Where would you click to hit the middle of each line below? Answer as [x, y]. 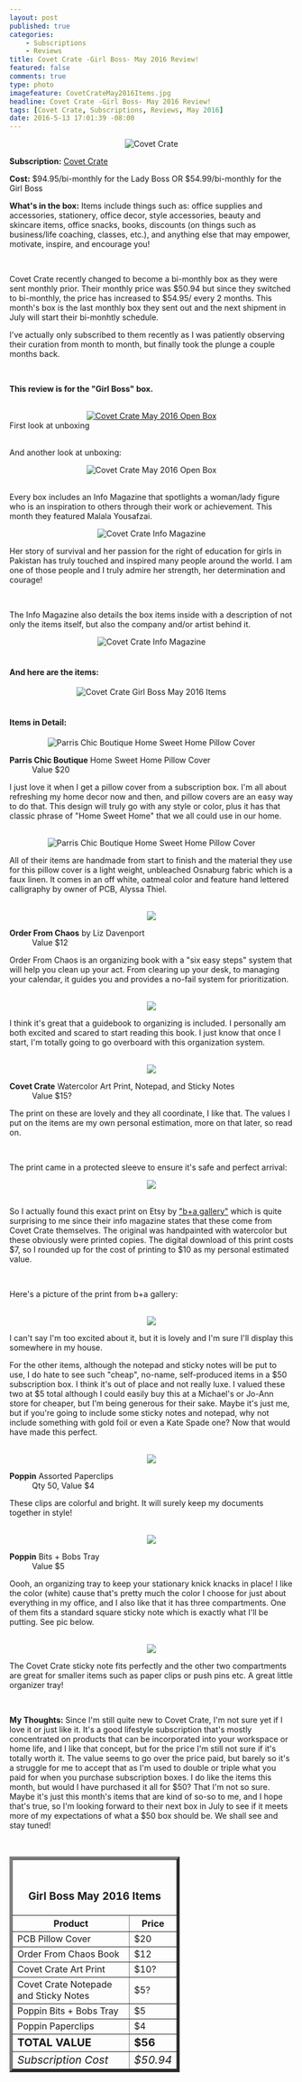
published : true [40, 26]
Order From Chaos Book [69, 1954]
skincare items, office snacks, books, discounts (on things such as [133, 225]
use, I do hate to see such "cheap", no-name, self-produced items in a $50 [148, 1374]
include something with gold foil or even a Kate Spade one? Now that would [150, 1422]
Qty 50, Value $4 [63, 1485]
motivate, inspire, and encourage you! [80, 244]
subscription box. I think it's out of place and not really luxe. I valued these [147, 1383]
